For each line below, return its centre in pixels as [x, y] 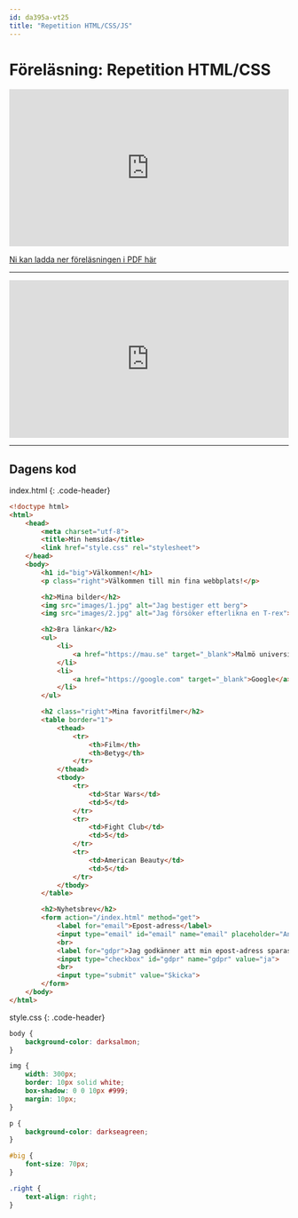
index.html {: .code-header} [60, 490]
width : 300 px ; [51, 1075]
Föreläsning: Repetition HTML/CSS [140, 70]
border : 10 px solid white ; [75, 1083]
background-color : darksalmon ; [83, 1042]
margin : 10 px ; [51, 1099]
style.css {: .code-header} [57, 1017]
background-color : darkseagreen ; [87, 1132]
